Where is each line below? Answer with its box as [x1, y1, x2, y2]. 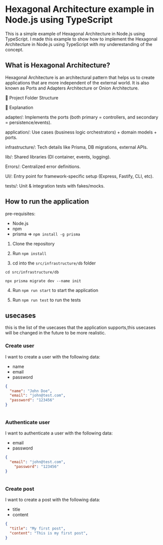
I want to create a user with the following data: [5, 353, 101, 359]
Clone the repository [12, 240, 55, 246]
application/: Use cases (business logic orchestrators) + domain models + [5, 129, 157, 135]
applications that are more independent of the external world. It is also [5, 79, 150, 85]
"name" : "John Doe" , [9, 388, 52, 393]
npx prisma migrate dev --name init [5, 278, 81, 283]
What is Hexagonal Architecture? [5, 61, 111, 69]
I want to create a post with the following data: [5, 496, 101, 502]
